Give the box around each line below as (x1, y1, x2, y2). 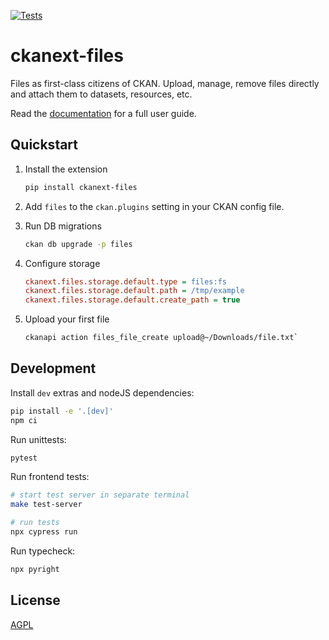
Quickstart (10, 136, 79, 154)
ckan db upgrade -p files (24, 239, 133, 249)
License (10, 592, 61, 609)
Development (10, 360, 97, 377)
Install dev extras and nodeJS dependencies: (10, 386, 195, 399)
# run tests (10, 518, 60, 528)
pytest (10, 453, 38, 463)
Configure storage (24, 257, 101, 269)
